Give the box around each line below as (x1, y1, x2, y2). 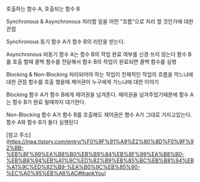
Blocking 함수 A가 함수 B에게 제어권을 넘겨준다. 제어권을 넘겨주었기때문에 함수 (6, 91, 189, 98)
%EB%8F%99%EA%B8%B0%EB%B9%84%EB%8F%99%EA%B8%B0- (6, 151, 185, 158)
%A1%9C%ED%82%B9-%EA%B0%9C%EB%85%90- (6, 164, 140, 170)
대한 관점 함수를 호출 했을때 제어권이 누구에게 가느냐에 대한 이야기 (6, 78, 159, 85)
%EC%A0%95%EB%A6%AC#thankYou (6, 169, 104, 177)
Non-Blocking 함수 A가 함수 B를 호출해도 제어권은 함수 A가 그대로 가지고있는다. (6, 111, 192, 118)
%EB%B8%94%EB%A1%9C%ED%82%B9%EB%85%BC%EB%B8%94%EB (6, 157, 194, 164)
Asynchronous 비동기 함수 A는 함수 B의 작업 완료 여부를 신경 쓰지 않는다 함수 (6, 51, 187, 58)
